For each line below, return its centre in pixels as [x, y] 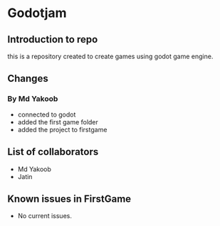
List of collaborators [53, 152]
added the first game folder [58, 122]
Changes [28, 79]
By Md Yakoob [33, 99]
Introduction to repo [53, 39]
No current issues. [45, 216]
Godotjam [37, 13]
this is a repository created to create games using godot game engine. [110, 56]
